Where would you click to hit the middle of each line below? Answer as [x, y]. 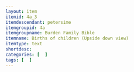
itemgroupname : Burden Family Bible [50, 33]
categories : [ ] [27, 55]
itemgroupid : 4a [25, 28]
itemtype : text [24, 44]
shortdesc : [19, 49]
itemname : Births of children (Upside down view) [67, 38]
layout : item [21, 11]
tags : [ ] [19, 60]
